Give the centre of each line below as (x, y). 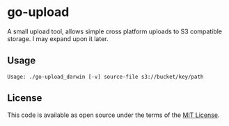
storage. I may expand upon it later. (58, 38)
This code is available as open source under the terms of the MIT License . (113, 115)
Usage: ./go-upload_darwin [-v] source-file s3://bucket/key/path (105, 77)
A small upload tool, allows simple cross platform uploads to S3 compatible (115, 31)
